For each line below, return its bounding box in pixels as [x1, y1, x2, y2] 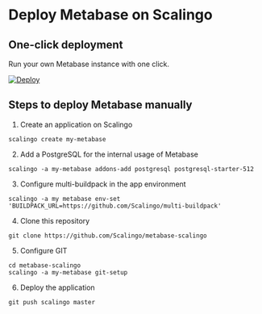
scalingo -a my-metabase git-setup [8, 268, 128, 276]
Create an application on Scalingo [19, 119, 133, 129]
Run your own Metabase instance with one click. [8, 59, 169, 69]
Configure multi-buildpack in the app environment [19, 179, 187, 189]
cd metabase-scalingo [8, 261, 81, 270]
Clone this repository [19, 216, 90, 225]
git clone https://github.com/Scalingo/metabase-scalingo [8, 232, 207, 240]
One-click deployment [8, 38, 123, 52]
